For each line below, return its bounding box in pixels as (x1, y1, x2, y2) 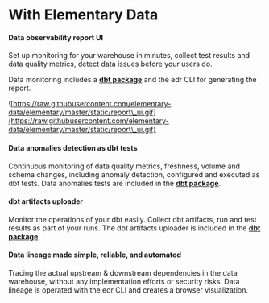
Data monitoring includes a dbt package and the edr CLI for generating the (8, 75, 258, 85)
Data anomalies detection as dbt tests (8, 143, 138, 152)
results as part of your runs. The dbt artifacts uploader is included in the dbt (8, 223, 261, 233)
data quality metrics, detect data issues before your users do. (8, 59, 213, 69)
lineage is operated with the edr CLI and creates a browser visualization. (8, 285, 248, 295)
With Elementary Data (8, 6, 159, 24)
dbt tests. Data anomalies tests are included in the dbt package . (8, 178, 221, 188)
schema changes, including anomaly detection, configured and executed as (8, 169, 260, 179)
